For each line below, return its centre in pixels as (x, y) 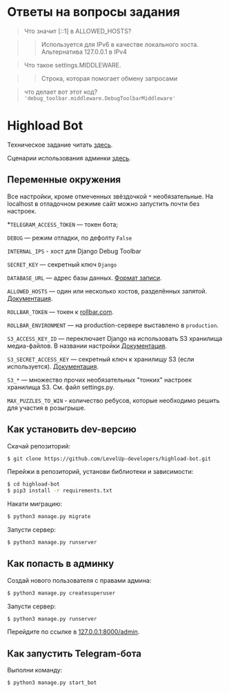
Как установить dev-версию (72, 430)
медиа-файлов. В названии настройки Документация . (87, 346)
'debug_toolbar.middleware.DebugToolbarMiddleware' (100, 98)
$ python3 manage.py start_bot (52, 683)
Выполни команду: (35, 670)
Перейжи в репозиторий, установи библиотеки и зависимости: (100, 472)
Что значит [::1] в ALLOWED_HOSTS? (78, 31)
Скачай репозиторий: (39, 446)
